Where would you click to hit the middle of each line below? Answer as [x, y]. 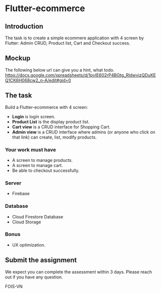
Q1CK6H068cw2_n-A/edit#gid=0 [38, 80]
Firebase [21, 194]
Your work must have [31, 150]
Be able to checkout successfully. [46, 170]
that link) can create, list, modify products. [54, 137]
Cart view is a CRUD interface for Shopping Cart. [61, 127]
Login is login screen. [34, 116]
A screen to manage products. [42, 160]
